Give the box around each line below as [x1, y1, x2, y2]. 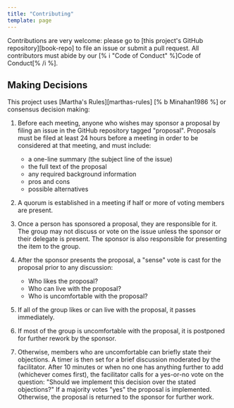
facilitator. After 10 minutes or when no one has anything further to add [17, 363, 223, 371]
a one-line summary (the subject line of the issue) [27, 155, 173, 163]
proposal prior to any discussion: [17, 264, 113, 272]
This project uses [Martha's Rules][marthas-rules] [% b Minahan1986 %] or [7, 98, 227, 106]
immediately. [17, 313, 55, 321]
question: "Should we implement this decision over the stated [17, 378, 196, 386]
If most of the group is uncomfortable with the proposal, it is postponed [17, 327, 226, 335]
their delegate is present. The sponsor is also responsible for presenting [17, 235, 227, 243]
